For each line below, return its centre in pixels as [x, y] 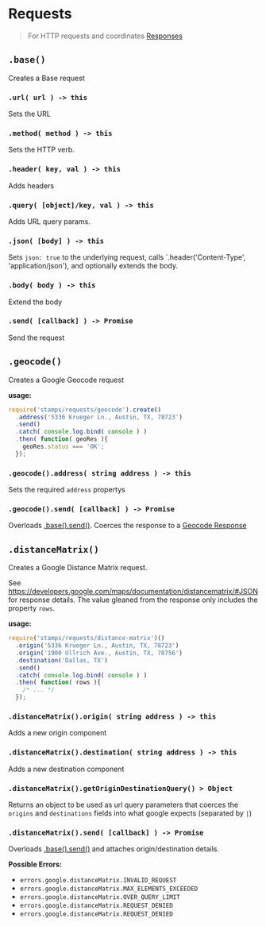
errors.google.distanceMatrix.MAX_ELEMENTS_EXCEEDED [109, 889]
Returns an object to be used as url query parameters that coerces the [123, 804]
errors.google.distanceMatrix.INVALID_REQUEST [98, 881]
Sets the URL [30, 114]
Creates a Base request [46, 78]
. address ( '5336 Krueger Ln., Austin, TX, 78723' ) [99, 417]
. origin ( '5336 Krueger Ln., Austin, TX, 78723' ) [97, 646]
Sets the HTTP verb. [42, 150]
